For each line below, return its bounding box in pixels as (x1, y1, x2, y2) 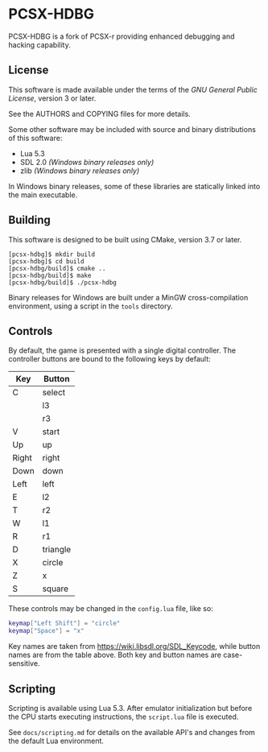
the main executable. (8, 190, 78, 200)
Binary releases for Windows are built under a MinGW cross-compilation (8, 292, 249, 302)
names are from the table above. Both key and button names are (8, 650, 221, 660)
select (42, 387, 66, 399)
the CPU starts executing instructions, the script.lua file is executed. (8, 712, 239, 721)
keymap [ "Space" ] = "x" (8, 627, 85, 635)
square (42, 583, 69, 594)
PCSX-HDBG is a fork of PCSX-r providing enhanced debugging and (8, 31, 235, 41)
